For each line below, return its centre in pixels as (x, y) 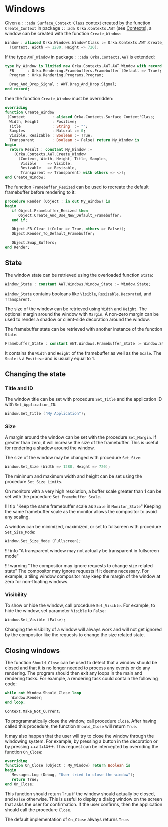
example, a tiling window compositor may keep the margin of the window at (83, 576)
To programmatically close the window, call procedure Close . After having (81, 721)
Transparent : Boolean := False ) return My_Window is (75, 140)
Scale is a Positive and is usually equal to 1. (50, 358)
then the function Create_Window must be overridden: (59, 99)
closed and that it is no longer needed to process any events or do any (78, 668)
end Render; (17, 248)
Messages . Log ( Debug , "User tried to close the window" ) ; (73, 775)
